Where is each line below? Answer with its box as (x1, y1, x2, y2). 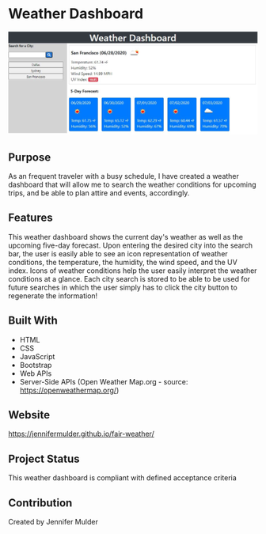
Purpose (8, 150, 51, 164)
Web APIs (19, 369, 52, 378)
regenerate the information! (8, 290, 98, 301)
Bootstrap (19, 360, 52, 369)
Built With (8, 314, 58, 328)
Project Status (8, 452, 81, 465)
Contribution (8, 496, 73, 509)
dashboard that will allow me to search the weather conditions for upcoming (8, 180, 256, 189)
